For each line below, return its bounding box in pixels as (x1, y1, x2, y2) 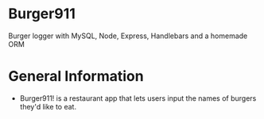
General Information (8, 67, 145, 86)
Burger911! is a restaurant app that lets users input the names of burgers (19, 93, 257, 103)
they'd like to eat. (19, 102, 77, 111)
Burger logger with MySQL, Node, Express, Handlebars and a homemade (8, 31, 248, 40)
